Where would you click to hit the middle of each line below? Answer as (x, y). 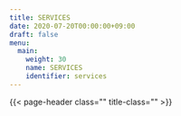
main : (28, 51)
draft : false (34, 34)
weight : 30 (46, 59)
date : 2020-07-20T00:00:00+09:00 (72, 26)
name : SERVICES (54, 68)
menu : (19, 43)
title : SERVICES (40, 18)
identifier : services (66, 76)
